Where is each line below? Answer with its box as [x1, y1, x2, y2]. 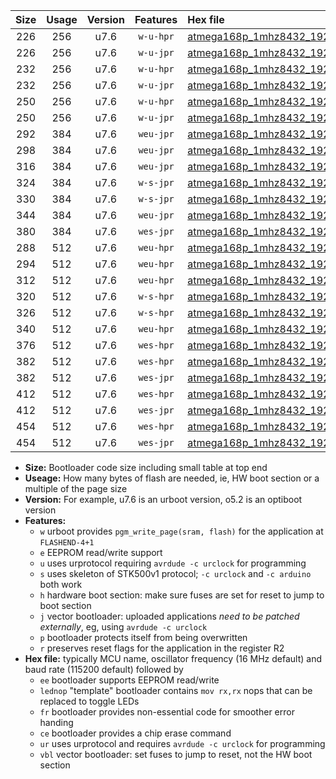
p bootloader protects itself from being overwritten [39, 632, 248, 643]
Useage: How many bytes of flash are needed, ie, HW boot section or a [24, 472, 320, 484]
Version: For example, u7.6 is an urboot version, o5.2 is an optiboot [24, 494, 303, 505]
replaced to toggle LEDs [39, 695, 140, 707]
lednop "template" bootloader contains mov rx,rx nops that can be [39, 685, 313, 696]
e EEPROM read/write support [39, 547, 163, 558]
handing [39, 717, 74, 728]
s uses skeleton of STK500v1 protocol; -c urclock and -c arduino [39, 568, 312, 579]
